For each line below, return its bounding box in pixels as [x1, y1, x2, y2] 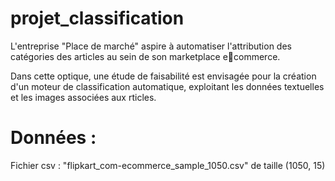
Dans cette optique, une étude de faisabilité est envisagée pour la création [10, 70, 317, 82]
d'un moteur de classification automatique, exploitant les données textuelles [10, 80, 325, 92]
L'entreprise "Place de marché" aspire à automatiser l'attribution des [10, 40, 292, 52]
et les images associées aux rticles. [10, 91, 157, 103]
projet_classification [10, 7, 185, 30]
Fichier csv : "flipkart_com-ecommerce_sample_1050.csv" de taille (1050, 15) [10, 159, 326, 171]
